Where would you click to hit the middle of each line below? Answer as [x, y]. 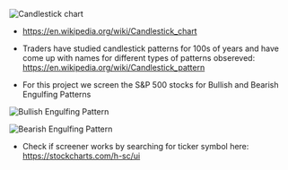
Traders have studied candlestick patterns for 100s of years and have [151, 48]
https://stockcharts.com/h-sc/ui [81, 156]
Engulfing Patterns [57, 94]
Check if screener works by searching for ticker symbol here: [135, 146]
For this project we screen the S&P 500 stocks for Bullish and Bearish [151, 85]
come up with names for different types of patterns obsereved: [139, 58]
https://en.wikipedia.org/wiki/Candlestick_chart [109, 31]
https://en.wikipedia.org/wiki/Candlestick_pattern [113, 68]
